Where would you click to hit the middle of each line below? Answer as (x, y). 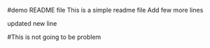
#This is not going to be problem (54, 37)
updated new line (32, 23)
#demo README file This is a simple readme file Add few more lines (105, 10)
